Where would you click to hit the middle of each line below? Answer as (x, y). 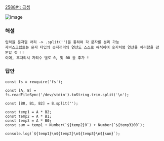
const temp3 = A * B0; (28, 121)
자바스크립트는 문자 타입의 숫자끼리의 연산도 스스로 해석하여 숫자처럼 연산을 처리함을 (80, 48)
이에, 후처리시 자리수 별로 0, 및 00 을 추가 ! (47, 58)
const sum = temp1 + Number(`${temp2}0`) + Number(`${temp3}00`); (75, 125)
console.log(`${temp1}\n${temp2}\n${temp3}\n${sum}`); (63, 134)
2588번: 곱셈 (18, 7)
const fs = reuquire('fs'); (34, 82)
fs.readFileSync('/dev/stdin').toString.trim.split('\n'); (67, 95)
